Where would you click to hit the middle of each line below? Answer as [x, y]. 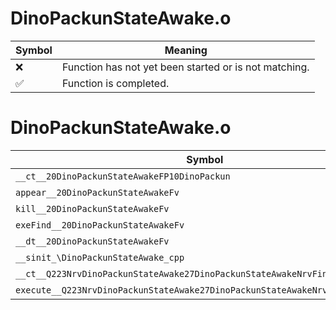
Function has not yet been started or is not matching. [185, 67]
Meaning [186, 50]
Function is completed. [115, 83]
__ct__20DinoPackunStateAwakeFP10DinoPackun [123, 176]
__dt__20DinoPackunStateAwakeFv [92, 241]
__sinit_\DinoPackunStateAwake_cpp [100, 257]
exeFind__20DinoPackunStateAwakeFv [100, 225]
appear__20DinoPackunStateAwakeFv [97, 192]
